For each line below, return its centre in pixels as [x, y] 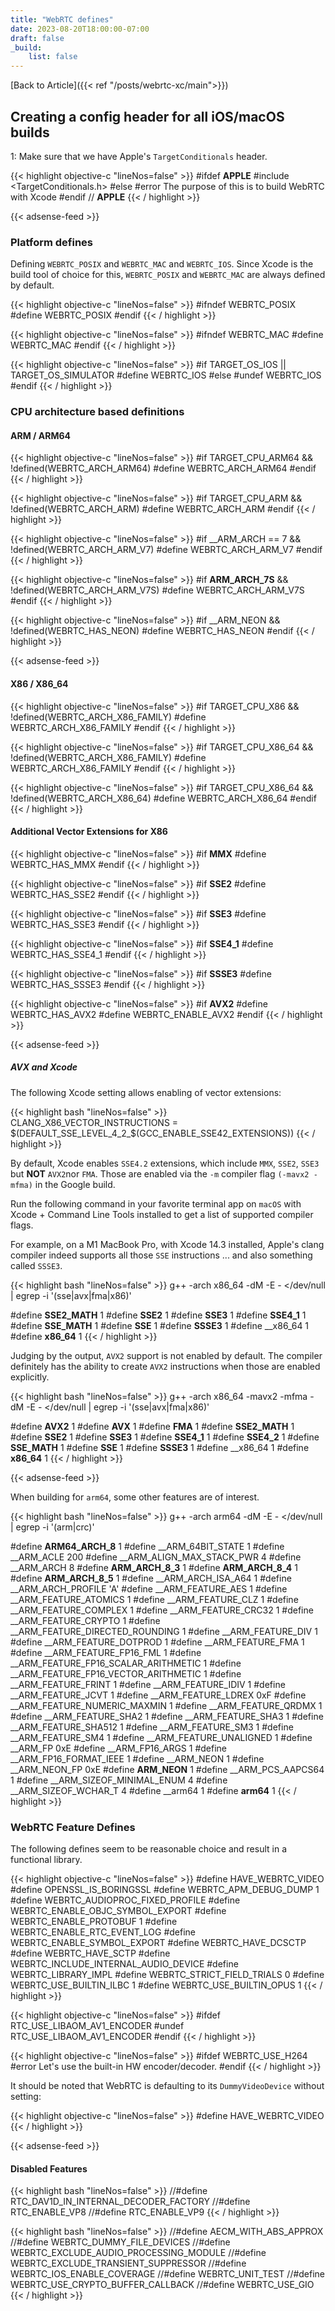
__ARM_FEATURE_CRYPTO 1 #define [85, 1620]
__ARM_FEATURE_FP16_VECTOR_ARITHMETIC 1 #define [126, 1673]
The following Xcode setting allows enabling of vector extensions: [146, 1092]
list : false [53, 57]
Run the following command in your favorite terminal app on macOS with [156, 1203]
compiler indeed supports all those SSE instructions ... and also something [161, 1255]
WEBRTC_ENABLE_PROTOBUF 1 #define [94, 1922]
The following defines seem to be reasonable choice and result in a [148, 1849]
